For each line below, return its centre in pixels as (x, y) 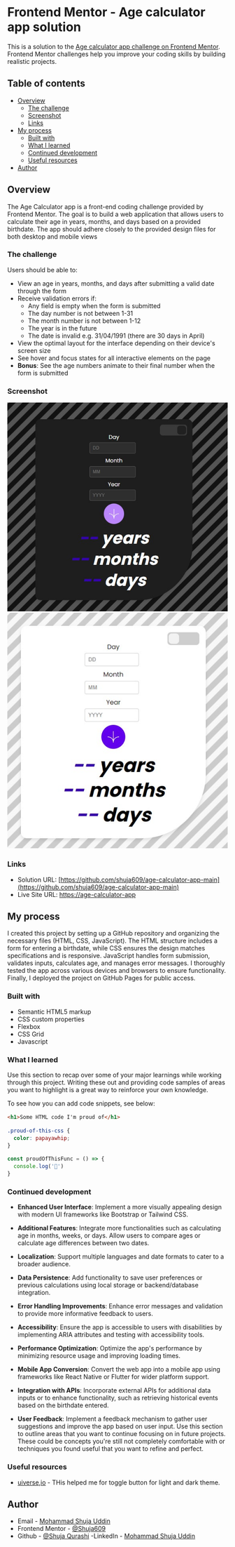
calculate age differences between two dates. (83, 1243)
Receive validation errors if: (57, 298)
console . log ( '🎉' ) (39, 1167)
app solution (44, 27)
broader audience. (44, 1264)
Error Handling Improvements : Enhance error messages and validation (120, 1306)
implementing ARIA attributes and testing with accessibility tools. (111, 1335)
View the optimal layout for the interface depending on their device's (116, 343)
